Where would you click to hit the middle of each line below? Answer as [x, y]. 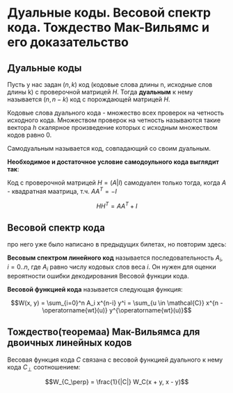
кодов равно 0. [30, 135]
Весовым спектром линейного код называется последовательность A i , [115, 258]
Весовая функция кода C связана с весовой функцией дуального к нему [115, 360]
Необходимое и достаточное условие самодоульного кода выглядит [113, 162]
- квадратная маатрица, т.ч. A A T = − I [62, 191]
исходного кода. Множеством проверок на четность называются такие [114, 120]
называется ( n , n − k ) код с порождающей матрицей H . [89, 99]
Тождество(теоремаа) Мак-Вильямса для [104, 332]
